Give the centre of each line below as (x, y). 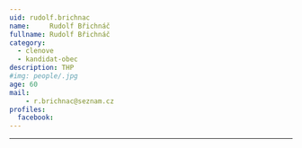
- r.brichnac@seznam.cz (70, 101)
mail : (19, 92)
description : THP (42, 68)
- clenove (36, 51)
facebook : (36, 118)
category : (28, 43)
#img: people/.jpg (44, 76)
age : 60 (24, 84)
